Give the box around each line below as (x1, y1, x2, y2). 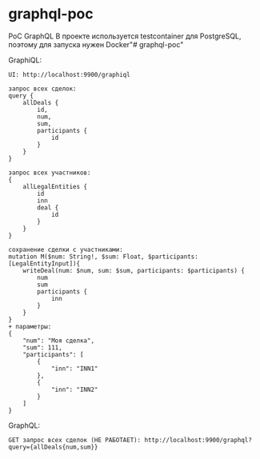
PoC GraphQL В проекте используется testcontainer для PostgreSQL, (8, 31, 242, 41)
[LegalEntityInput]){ (8, 259, 81, 268)
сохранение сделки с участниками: (8, 245, 124, 253)
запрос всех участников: (8, 169, 91, 177)
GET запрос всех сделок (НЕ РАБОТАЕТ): (8, 436, 142, 444)
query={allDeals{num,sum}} (8, 443, 98, 451)
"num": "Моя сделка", (22, 337, 94, 345)
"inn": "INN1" (50, 365, 98, 373)
